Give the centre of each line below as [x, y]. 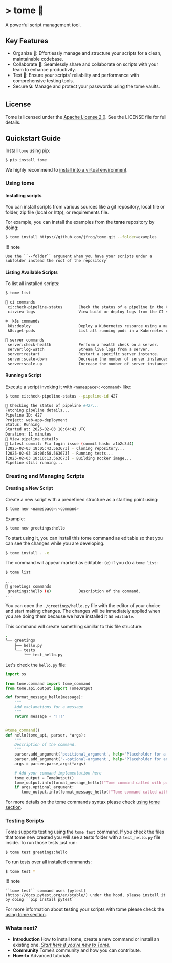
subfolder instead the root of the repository [56, 261]
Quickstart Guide [33, 138]
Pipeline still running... [34, 463]
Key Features [27, 41]
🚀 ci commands [20, 303]
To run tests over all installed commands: [49, 862]
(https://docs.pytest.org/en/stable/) [47, 895]
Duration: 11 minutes [28, 434]
